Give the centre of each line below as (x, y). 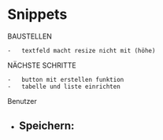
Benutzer (22, 101)
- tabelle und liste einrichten (64, 87)
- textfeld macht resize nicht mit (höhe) (81, 50)
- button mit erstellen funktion (66, 79)
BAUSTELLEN (30, 36)
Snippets (37, 15)
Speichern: (46, 126)
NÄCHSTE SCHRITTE (42, 65)
